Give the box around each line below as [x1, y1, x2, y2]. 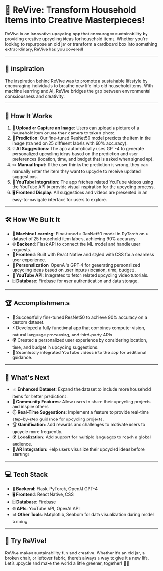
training [12, 518, 28, 524]
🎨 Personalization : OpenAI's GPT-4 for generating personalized [12, 262, 141, 268]
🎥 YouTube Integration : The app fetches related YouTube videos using [12, 179, 154, 185]
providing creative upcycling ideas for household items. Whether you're [5, 36, 148, 42]
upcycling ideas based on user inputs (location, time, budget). [12, 267, 136, 273]
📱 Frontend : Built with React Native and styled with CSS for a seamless [12, 252, 154, 258]
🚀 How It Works [5, 112, 52, 120]
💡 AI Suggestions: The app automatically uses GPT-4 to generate [12, 145, 144, 151]
